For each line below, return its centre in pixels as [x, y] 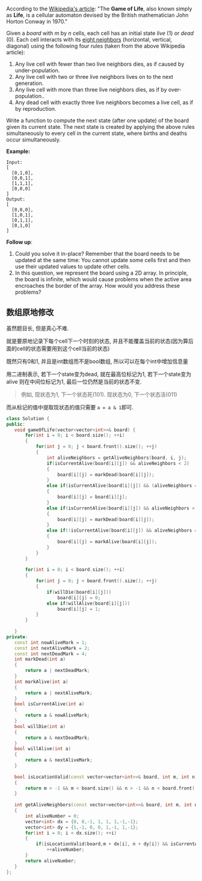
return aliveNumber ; [51, 861]
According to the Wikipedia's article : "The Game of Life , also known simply [99, 9]
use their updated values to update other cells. [72, 266]
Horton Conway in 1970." [37, 21]
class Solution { [28, 419]
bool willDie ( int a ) [40, 726]
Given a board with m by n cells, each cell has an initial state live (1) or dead [100, 33]
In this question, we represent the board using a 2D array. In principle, [101, 273]
